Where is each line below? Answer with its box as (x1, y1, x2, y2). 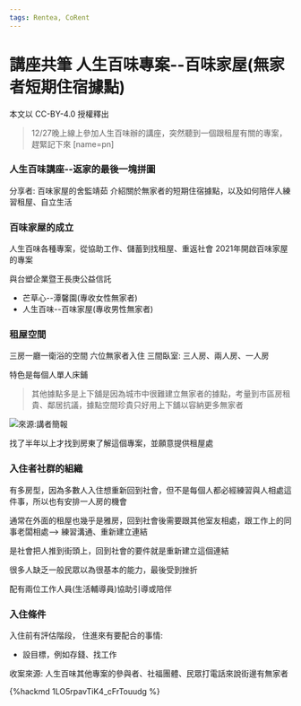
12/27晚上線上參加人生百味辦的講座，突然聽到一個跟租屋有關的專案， (30, 127, 288, 138)
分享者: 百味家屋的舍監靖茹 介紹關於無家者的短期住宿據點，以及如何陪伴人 (9, 185, 283, 196)
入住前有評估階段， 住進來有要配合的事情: (9, 630, 163, 641)
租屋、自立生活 (16, 196, 73, 207)
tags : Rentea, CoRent (9, 13, 90, 22)
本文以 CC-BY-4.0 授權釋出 (9, 109, 109, 119)
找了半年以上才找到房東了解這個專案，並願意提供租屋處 (9, 438, 213, 449)
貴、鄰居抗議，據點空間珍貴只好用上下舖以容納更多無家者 (30, 400, 244, 411)
